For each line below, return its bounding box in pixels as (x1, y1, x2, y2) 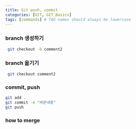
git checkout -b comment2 (7, 46, 63, 51)
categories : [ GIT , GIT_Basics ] (5, 12, 72, 17)
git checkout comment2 (7, 71, 56, 76)
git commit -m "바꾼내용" (5, 100, 56, 105)
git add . (5, 95, 26, 100)
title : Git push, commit (5, 7, 58, 13)
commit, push (5, 84, 40, 91)
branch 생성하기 (5, 35, 44, 42)
